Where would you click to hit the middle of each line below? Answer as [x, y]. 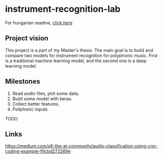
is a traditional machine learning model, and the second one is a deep [76, 61]
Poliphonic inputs [30, 109]
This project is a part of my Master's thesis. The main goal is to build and [79, 50]
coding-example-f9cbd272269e [38, 151]
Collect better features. [36, 104]
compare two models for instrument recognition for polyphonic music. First [81, 55]
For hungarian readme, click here [39, 23]
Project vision [27, 38]
